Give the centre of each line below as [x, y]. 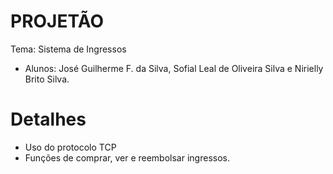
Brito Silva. [47, 79]
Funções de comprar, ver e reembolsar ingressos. [127, 157]
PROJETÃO [57, 21]
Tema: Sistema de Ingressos [68, 49]
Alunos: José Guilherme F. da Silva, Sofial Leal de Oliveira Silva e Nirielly [174, 68]
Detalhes [48, 119]
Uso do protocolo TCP [70, 147]
